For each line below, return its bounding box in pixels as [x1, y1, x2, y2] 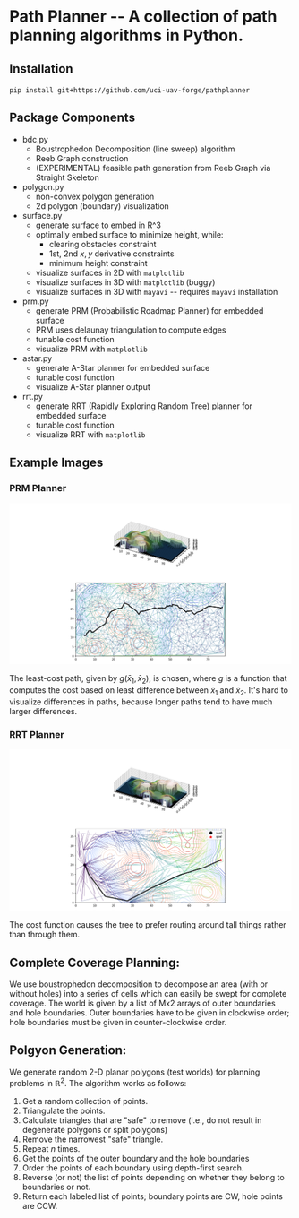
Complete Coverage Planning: [9, 955, 181, 970]
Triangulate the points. [21, 1105, 106, 1116]
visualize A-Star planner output [35, 381, 150, 392]
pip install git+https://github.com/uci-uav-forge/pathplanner [9, 86, 251, 95]
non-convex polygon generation [35, 191, 155, 202]
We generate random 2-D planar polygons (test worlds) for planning [9, 1067, 261, 1077]
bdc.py [21, 134, 49, 144]
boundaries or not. [21, 1181, 91, 1192]
